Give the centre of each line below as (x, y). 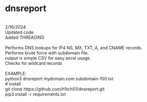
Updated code (19, 32)
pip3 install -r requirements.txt (36, 94)
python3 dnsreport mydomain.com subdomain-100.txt (59, 79)
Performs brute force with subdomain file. (47, 53)
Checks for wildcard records (34, 63)
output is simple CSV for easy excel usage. (48, 58)
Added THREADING (25, 37)
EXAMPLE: (16, 73)
